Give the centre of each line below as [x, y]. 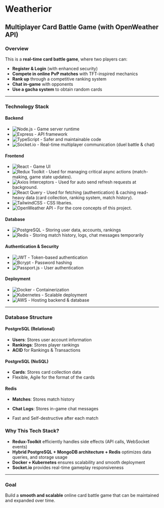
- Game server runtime [57, 129]
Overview [17, 48]
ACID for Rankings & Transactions [46, 350]
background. [25, 187]
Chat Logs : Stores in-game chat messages [55, 409]
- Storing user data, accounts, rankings [82, 230]
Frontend [15, 156]
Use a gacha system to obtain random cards [57, 89]
